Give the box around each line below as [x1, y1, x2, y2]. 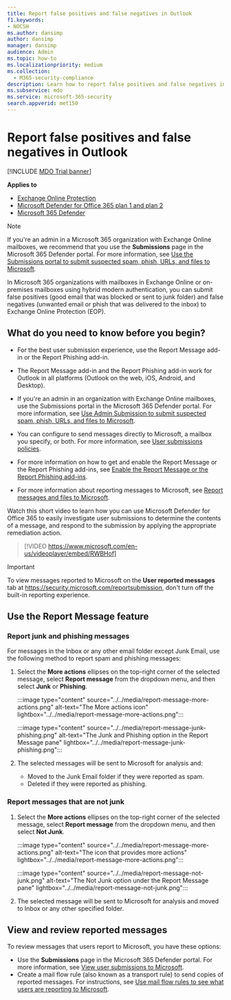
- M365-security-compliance [13, 74, 94, 81]
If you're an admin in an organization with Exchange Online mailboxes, [16, 394, 217, 402]
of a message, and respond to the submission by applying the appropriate [7, 521, 217, 529]
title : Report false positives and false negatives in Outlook [7, 10, 192, 17]
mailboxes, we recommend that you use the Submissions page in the [7, 242, 204, 251]
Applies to [7, 180, 37, 188]
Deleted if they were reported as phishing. [27, 780, 147, 788]
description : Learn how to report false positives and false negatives [7, 81, 217, 88]
